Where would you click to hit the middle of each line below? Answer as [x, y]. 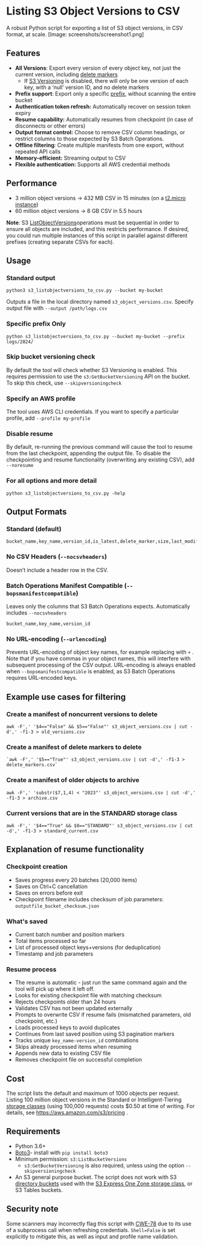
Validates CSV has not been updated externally [74, 1008]
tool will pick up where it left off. [55, 989]
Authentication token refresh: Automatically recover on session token [103, 106]
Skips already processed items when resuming [73, 1047]
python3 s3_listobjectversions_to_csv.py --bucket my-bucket [85, 291]
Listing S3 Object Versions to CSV [93, 11]
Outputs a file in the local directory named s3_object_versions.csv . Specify [100, 302]
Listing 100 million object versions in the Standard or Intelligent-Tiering [94, 1100]
